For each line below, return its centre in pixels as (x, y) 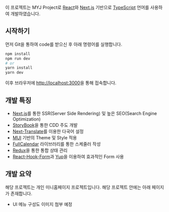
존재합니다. (21, 193)
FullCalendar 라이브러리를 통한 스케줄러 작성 (57, 144)
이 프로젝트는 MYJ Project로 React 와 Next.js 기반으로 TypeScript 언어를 (77, 7)
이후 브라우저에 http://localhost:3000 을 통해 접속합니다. (61, 83)
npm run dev (18, 59)
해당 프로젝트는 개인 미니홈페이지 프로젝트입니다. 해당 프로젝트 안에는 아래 (78, 187)
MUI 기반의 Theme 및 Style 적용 (45, 138)
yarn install (19, 68)
